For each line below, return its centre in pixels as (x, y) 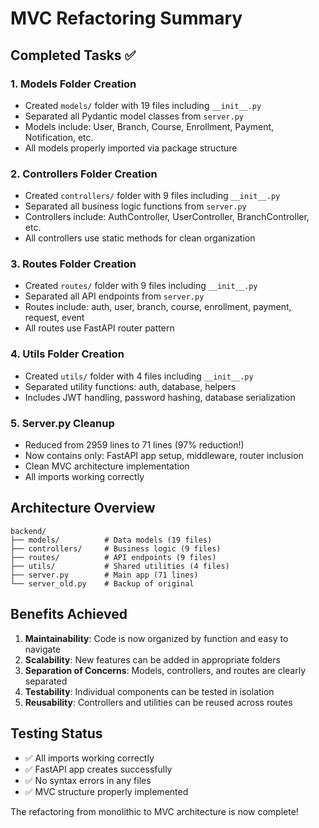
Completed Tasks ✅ (73, 55)
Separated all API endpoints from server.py (114, 296)
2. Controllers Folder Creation (84, 174)
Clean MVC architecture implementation (107, 466)
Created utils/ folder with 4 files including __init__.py (139, 376)
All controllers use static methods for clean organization (140, 238)
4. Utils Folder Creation (67, 354)
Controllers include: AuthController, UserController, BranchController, (167, 217)
